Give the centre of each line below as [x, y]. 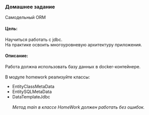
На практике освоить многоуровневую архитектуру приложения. [74, 44]
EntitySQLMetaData [32, 92]
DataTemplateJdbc [31, 96]
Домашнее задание [30, 7]
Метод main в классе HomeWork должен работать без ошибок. [78, 107]
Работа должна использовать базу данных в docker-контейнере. [73, 66]
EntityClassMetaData [33, 86]
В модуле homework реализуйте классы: [48, 77]
